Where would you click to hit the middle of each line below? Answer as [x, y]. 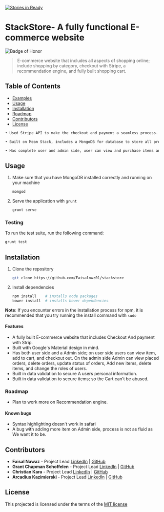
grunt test [16, 242]
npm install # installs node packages [55, 296]
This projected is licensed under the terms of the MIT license [66, 504]
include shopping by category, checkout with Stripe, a [71, 65]
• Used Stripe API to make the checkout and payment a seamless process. [82, 133]
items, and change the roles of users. [50, 368]
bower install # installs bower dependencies [60, 301]
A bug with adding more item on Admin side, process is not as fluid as [82, 429]
